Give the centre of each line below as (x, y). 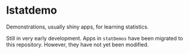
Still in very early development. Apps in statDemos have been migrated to (95, 38)
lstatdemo (32, 10)
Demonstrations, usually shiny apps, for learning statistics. (78, 27)
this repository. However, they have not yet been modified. (78, 45)
